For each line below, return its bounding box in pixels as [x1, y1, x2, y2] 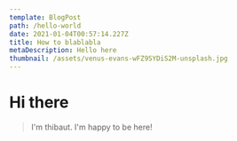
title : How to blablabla [9, 37, 101, 47]
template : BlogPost [9, 12, 82, 22]
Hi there [9, 92, 69, 113]
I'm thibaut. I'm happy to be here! [30, 121, 153, 132]
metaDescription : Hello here [9, 46, 117, 55]
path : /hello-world [9, 21, 82, 30]
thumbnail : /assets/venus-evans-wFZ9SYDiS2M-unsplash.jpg [9, 54, 228, 63]
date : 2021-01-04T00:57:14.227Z [9, 29, 129, 38]
